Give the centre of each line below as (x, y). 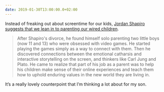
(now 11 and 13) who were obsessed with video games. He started (83, 43)
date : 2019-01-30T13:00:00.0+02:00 (41, 10)
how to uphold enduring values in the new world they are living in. (83, 74)
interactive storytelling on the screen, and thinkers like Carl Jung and (86, 59)
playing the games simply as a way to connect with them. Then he (84, 48)
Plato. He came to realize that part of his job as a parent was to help (85, 64)
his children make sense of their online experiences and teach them (85, 69)
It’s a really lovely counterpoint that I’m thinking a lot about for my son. (76, 84)
